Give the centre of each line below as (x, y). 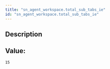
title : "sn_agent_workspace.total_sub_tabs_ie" (55, 10)
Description (24, 34)
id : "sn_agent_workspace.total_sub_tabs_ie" (52, 14)
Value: (15, 51)
